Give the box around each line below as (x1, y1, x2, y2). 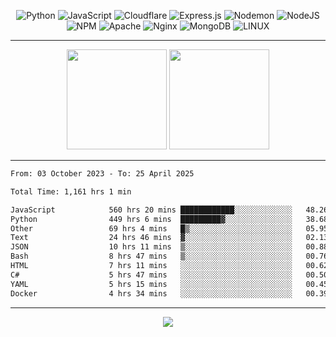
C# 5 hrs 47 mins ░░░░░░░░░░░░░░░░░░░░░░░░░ (10, 270, 293, 280)
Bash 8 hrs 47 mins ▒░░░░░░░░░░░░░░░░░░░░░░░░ (10, 251, 293, 262)
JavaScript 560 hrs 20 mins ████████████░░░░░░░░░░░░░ (10, 205, 293, 215)
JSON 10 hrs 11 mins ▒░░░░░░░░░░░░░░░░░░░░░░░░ (10, 242, 293, 252)
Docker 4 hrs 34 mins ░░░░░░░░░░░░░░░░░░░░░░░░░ (10, 288, 293, 299)
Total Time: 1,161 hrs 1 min (10, 186, 132, 197)
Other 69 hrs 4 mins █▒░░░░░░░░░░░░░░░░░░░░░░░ (10, 223, 293, 234)
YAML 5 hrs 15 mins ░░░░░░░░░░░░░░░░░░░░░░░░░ (10, 279, 293, 289)
